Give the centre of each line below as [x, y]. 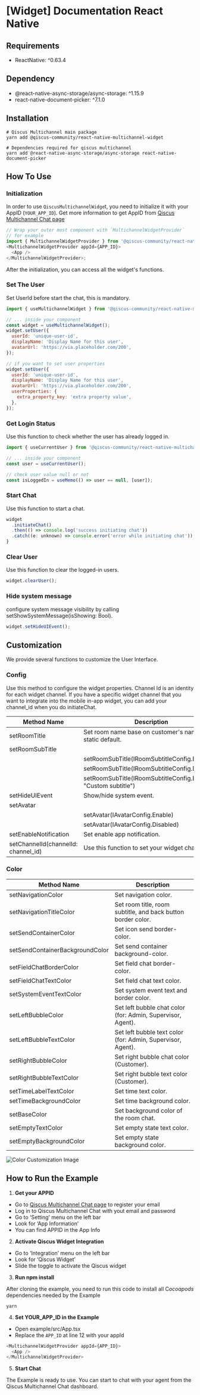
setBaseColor [28, 1114]
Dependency [30, 79]
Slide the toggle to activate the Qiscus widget [71, 1265]
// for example [25, 236]
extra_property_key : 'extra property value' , [74, 397]
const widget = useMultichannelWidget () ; [58, 325]
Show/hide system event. [118, 795]
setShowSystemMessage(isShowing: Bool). [60, 615]
